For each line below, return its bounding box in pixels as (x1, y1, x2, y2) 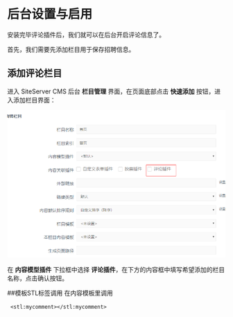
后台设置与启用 (7, 6, 93, 22)
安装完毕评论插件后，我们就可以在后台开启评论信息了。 (7, 30, 165, 39)
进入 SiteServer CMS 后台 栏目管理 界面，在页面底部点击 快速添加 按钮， (7, 87, 215, 96)
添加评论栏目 (7, 67, 62, 80)
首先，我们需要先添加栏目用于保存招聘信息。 (7, 45, 135, 53)
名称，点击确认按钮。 (7, 274, 68, 282)
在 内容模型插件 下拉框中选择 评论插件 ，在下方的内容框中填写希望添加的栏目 (7, 266, 225, 274)
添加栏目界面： (12, 96, 56, 104)
